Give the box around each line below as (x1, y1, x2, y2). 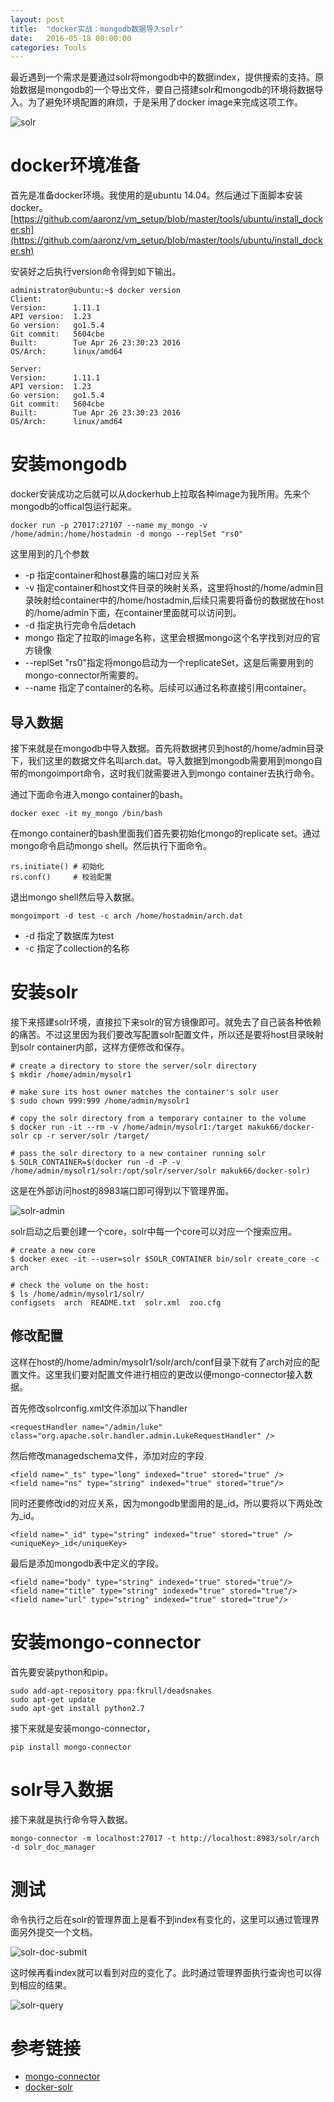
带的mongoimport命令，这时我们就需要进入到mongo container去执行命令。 (10, 767, 320, 779)
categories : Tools (10, 42, 87, 53)
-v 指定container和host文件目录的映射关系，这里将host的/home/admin (24, 582, 316, 594)
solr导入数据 (10, 1778, 113, 1801)
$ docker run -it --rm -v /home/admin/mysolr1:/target (10, 1122, 244, 1132)
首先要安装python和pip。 (10, 1666, 114, 1678)
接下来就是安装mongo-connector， (10, 1722, 156, 1734)
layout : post (10, 14, 65, 25)
